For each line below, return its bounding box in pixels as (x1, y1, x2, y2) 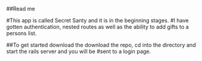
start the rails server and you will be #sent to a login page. (6, 48, 151, 55)
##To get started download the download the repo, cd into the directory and (6, 42, 197, 48)
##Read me (6, 5, 35, 12)
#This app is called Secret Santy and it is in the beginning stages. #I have (6, 17, 189, 24)
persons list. (6, 30, 37, 37)
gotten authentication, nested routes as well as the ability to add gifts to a (6, 24, 189, 30)
